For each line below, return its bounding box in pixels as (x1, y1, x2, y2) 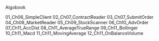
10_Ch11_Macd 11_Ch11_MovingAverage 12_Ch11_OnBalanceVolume (5, 30, 144, 36)
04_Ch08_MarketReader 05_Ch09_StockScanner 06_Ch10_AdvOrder (5, 20, 149, 25)
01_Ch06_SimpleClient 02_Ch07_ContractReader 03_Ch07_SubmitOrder (5, 14, 154, 20)
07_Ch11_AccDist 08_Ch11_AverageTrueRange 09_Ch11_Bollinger (5, 25, 138, 31)
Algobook (5, 5, 26, 10)
